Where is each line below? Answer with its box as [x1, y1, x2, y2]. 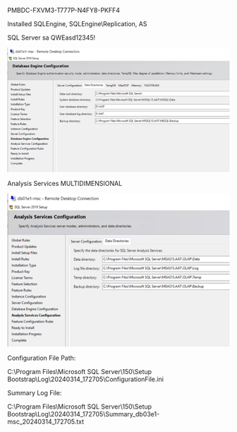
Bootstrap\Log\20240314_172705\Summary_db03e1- [7, 410, 160, 419]
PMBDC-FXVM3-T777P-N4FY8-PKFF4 [7, 6, 121, 14]
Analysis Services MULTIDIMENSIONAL [7, 180, 123, 188]
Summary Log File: [7, 389, 62, 397]
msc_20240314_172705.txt [7, 417, 85, 426]
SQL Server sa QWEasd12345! [7, 33, 96, 42]
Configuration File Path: [7, 354, 76, 363]
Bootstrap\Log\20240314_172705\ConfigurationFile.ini [7, 375, 164, 384]
